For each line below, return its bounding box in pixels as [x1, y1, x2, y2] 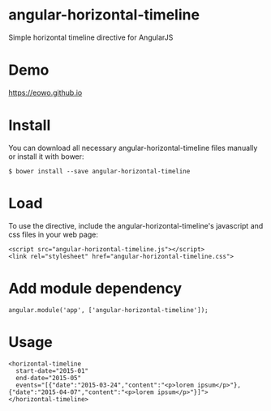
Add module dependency [8, 279, 183, 298]
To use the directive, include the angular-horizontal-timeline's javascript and [8, 220, 264, 230]
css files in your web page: [8, 229, 99, 239]
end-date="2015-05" [15, 374, 82, 382]
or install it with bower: [8, 152, 84, 161]
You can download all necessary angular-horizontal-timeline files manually [8, 143, 258, 152]
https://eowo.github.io [8, 88, 83, 97]
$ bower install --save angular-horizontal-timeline [8, 167, 191, 175]
